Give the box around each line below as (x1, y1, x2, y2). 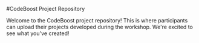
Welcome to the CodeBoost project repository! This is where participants (6, 17, 188, 24)
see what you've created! (6, 30, 70, 37)
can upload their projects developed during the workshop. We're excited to (6, 24, 194, 30)
